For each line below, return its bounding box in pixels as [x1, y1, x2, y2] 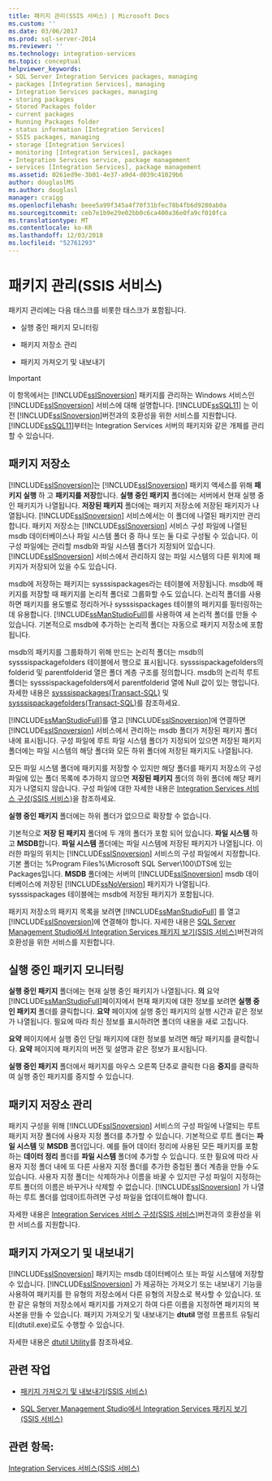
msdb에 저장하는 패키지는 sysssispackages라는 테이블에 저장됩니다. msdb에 [8, 579, 255, 589]
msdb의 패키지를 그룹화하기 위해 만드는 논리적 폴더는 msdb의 [8, 646, 205, 656]
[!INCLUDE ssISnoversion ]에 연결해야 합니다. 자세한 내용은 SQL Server [8, 917, 236, 927]
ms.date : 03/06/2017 [8, 27, 79, 35]
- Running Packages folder [8, 118, 100, 126]
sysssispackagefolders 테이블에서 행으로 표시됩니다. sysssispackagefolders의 [8, 657, 264, 667]
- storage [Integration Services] [8, 140, 126, 149]
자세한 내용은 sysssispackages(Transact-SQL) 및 [8, 687, 169, 697]
